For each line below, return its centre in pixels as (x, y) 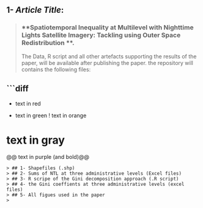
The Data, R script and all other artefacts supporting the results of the (109, 56)
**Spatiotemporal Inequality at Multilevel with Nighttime (107, 28)
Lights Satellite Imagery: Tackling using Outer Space (101, 35)
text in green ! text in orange (51, 115)
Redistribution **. (48, 43)
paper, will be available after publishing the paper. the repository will (107, 63)
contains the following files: (56, 69)
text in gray (36, 140)
